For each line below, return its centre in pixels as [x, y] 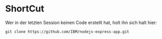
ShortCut [25, 9]
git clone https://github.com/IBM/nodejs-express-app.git [67, 31]
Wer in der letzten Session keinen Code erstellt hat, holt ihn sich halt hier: [81, 22]
